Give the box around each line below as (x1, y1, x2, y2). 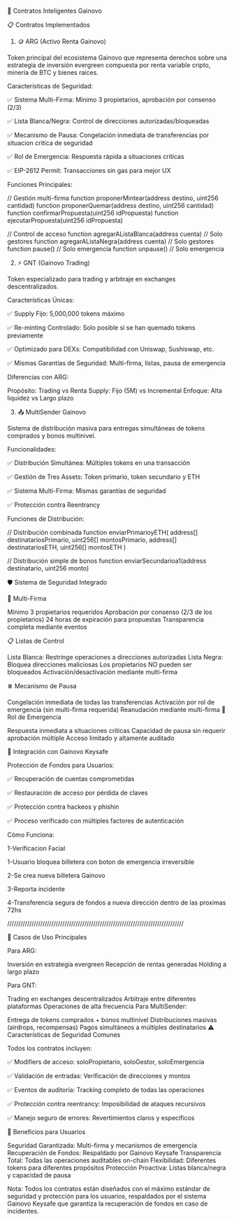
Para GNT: (7, 981, 37, 989)
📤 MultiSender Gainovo (17, 408, 87, 416)
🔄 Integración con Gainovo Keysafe (7, 748, 108, 755)
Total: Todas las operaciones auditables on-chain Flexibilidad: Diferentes (7, 1156, 217, 1164)
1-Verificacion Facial (7, 844, 66, 852)
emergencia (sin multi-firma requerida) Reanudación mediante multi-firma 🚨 (7, 706, 226, 713)
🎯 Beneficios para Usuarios (7, 1128, 86, 1136)
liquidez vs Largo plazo (7, 394, 74, 402)
